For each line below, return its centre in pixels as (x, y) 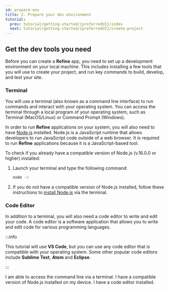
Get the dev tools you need (48, 49)
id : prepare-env (22, 10)
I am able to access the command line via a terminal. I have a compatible (81, 277)
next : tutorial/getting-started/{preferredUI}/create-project (76, 29)
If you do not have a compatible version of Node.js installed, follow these (88, 187)
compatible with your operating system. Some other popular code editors (81, 252)
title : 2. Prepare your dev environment (48, 15)
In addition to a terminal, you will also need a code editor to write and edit (81, 216)
